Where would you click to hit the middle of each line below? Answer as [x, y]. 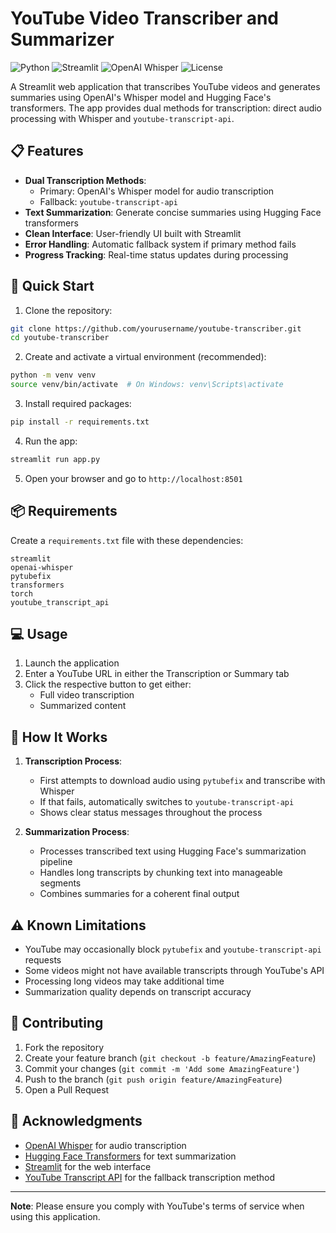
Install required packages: [78, 404]
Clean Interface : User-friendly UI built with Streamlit [133, 233]
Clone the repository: [68, 310]
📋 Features [47, 151]
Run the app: [51, 441]
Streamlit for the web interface [88, 1166]
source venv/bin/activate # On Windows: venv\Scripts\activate [147, 385]
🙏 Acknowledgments [76, 1121]
